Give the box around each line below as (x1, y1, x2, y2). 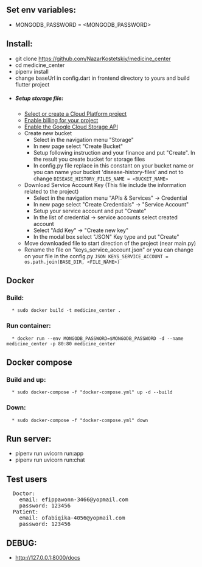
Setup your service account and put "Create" (33, 207, 147, 214)
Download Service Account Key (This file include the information (24, 181, 187, 188)
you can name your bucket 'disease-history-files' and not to (33, 168, 184, 175)
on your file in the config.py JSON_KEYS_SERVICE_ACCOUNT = (24, 252, 169, 259)
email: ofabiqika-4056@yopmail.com (19, 515, 125, 521)
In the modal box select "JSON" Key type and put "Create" (33, 233, 179, 240)
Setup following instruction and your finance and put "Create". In (33, 149, 196, 156)
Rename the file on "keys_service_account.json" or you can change (24, 246, 193, 253)
